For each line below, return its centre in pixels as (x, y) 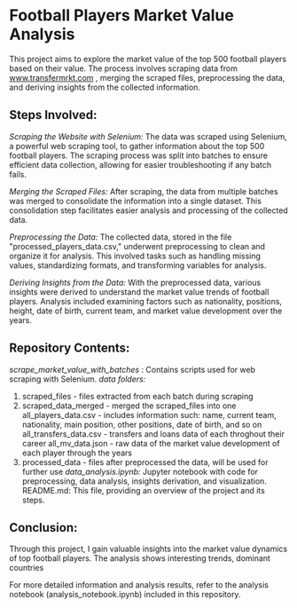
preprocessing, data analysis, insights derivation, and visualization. (145, 481)
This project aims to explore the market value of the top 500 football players (148, 59)
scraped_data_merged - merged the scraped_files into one (129, 406)
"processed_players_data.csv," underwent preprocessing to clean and (137, 246)
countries (27, 568)
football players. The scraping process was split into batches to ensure (139, 155)
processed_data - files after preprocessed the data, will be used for (145, 462)
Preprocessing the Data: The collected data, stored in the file (121, 237)
